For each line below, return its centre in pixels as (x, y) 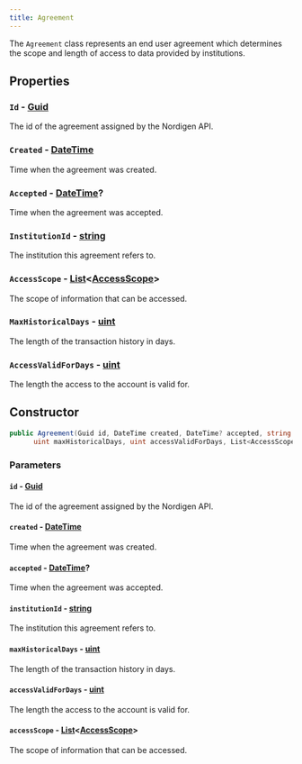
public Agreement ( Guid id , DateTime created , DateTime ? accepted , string (151, 433)
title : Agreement (42, 18)
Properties (40, 82)
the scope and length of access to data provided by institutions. (127, 53)
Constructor (44, 412)
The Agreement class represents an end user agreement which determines (146, 43)
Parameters (35, 465)
